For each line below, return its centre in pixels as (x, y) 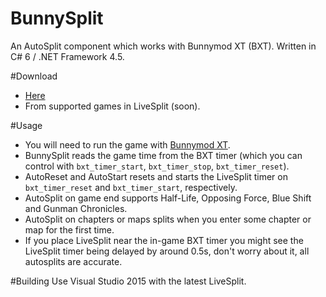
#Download (34, 76)
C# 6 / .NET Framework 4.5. (67, 56)
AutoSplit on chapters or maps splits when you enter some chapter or (168, 219)
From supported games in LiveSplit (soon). (112, 106)
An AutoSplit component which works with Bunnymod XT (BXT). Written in (163, 46)
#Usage (26, 125)
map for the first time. (69, 229)
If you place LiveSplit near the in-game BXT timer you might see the (164, 240)
